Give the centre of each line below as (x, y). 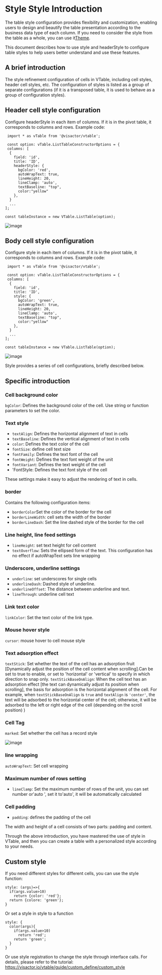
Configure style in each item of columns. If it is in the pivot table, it (71, 252)
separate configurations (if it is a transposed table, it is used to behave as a (80, 90)
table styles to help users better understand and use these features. (73, 52)
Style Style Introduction (54, 9)
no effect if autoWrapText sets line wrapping (56, 555)
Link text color (22, 607)
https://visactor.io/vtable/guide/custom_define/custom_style (65, 967)
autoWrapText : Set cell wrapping (37, 766)
